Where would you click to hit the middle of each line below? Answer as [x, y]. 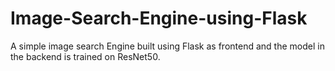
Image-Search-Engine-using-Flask [159, 18]
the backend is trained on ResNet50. [85, 56]
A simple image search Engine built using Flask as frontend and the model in [167, 46]
